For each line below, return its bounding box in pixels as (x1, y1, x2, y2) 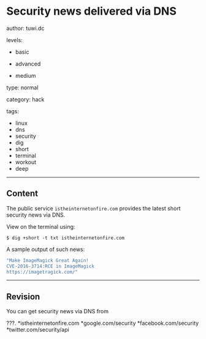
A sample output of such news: (6, 245, 85, 253)
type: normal (6, 84, 39, 91)
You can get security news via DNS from (6, 308, 109, 315)
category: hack (6, 95, 45, 103)
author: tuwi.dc (6, 24, 45, 32)
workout (15, 158, 37, 166)
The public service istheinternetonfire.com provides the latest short (6, 204, 181, 212)
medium (15, 72, 36, 79)
